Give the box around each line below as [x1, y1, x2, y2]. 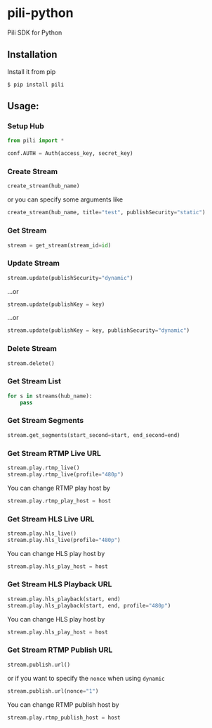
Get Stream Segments [7, 416, 84, 426]
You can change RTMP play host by [7, 483, 111, 492]
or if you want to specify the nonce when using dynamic [7, 674, 165, 682]
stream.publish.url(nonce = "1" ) [7, 687, 99, 695]
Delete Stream [7, 344, 58, 354]
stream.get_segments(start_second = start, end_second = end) [7, 431, 180, 438]
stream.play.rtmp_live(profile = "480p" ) [7, 471, 124, 478]
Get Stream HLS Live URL [7, 514, 95, 524]
